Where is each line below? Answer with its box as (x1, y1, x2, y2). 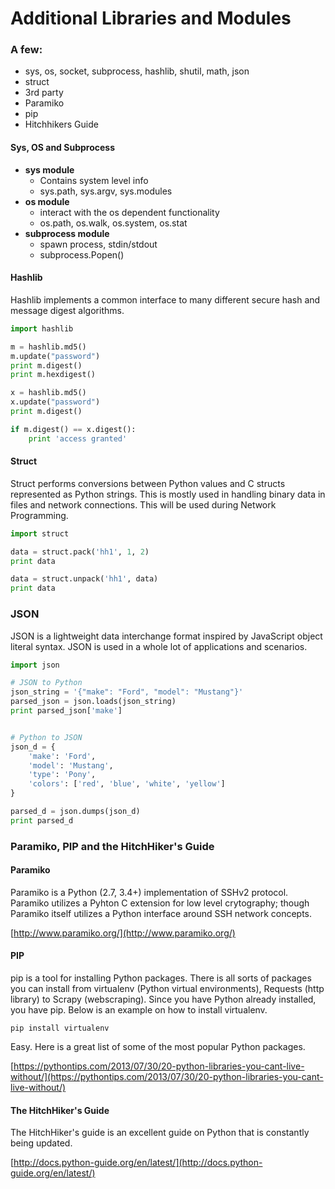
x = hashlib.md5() (10, 388, 87, 398)
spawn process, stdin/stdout (39, 238, 158, 250)
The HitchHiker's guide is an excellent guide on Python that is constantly (10, 1127, 310, 1139)
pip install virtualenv (10, 1023, 110, 1034)
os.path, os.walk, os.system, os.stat (39, 217, 188, 229)
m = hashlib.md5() (10, 342, 87, 352)
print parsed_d (10, 815, 74, 826)
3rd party (24, 87, 64, 99)
